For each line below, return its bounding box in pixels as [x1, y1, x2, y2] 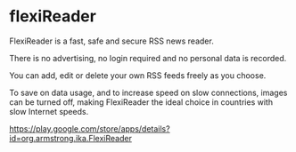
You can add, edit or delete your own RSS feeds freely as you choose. [9, 69, 267, 81]
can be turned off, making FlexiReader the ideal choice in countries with [9, 96, 274, 108]
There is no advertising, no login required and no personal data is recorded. [9, 52, 287, 63]
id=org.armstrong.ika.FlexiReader [9, 132, 132, 143]
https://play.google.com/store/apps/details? [9, 123, 171, 134]
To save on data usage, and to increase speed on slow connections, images [9, 87, 288, 98]
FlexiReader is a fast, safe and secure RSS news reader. [9, 36, 214, 46]
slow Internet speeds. [9, 106, 89, 116]
